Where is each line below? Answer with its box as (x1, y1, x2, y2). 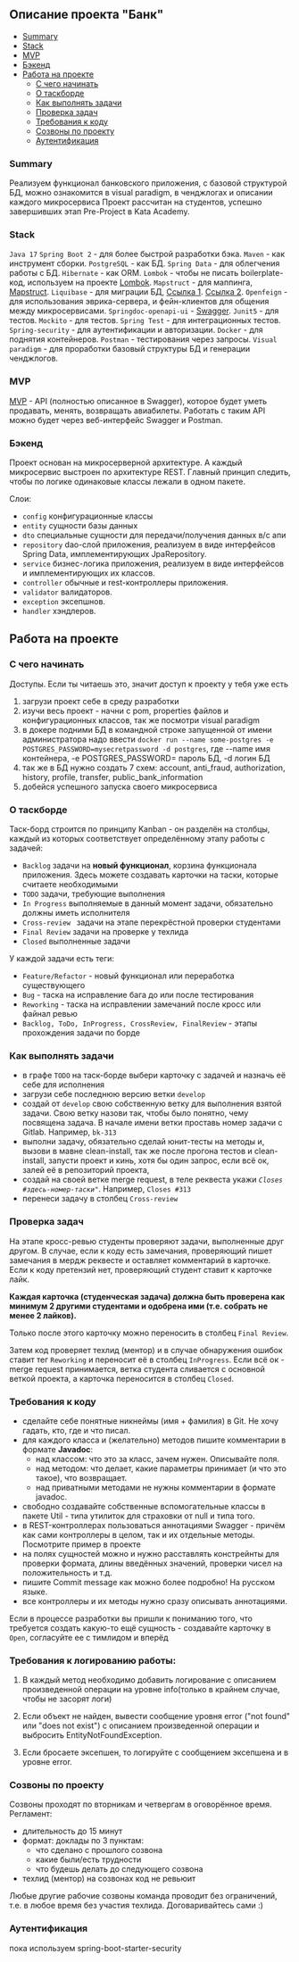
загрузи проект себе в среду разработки (21, 695, 179, 706)
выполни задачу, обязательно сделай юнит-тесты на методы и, (21, 1136, 265, 1147)
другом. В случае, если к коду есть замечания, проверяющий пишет (9, 1245, 273, 1256)
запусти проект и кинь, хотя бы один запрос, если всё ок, (48, 1155, 270, 1166)
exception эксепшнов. (21, 596, 105, 606)
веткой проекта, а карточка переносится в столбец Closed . (9, 1373, 235, 1384)
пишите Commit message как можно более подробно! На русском (21, 1576, 275, 1587)
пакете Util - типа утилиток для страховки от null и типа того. (21, 1510, 255, 1521)
